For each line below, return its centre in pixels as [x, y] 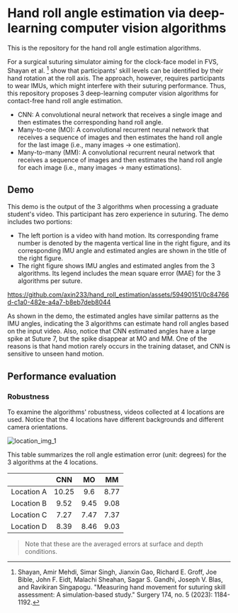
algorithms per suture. [50, 281]
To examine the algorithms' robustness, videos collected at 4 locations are [116, 412]
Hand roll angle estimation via [97, 13]
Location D [29, 526]
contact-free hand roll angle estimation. [65, 100]
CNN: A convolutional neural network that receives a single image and [120, 114]
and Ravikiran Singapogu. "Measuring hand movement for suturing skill [121, 587]
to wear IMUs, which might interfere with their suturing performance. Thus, [117, 85]
